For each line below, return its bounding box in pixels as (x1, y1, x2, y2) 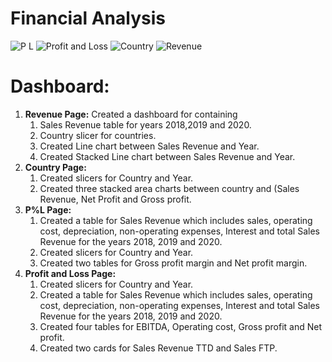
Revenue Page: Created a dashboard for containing (24, 108, 238, 120)
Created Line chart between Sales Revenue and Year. (39, 140, 260, 152)
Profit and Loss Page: (24, 267, 117, 279)
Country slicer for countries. (39, 129, 157, 141)
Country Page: (24, 161, 87, 173)
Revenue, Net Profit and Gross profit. (39, 193, 192, 205)
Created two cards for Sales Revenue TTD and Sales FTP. (39, 342, 278, 354)
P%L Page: (24, 203, 72, 216)
